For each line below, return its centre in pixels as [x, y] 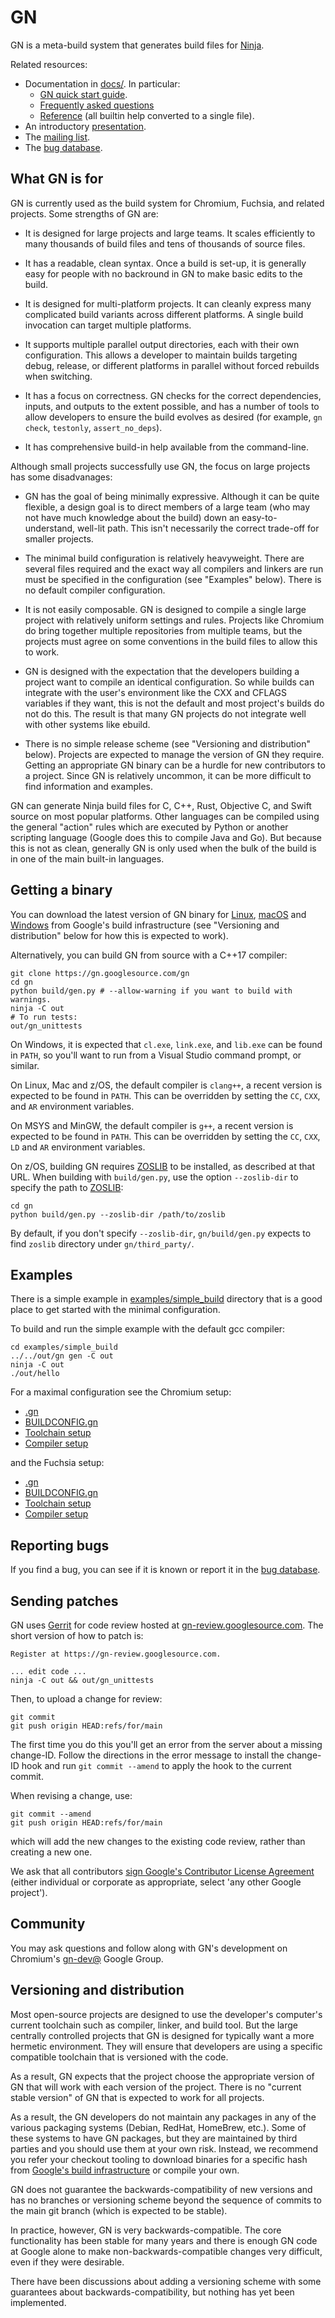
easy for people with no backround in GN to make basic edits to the [163, 273]
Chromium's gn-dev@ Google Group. [87, 1958]
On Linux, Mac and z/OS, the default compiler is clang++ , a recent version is [166, 1085]
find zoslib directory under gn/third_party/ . [102, 1243]
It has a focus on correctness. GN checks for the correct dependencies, [173, 395]
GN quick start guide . [83, 94]
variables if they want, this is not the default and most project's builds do [174, 703]
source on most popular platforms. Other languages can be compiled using [165, 816]
